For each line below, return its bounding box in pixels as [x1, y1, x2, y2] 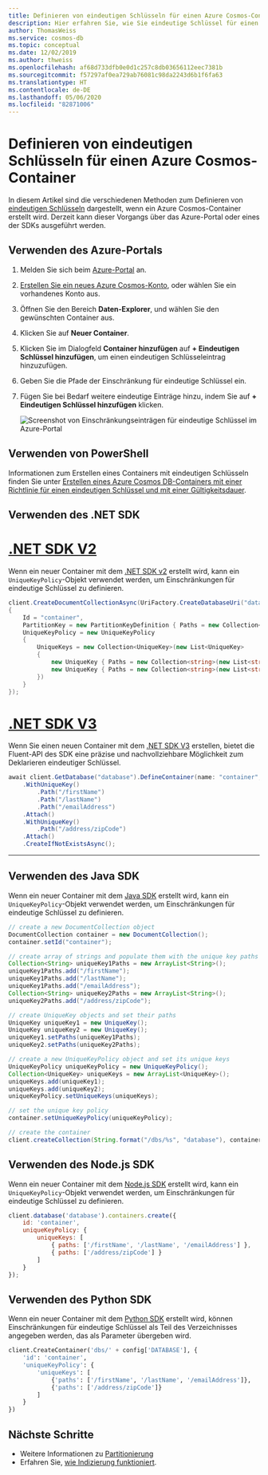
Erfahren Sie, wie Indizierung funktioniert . [19, 1457, 157, 1467]
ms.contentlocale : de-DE [8, 85, 91, 94]
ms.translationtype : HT [8, 78, 88, 86]
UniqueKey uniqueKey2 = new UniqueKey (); [8, 1026, 148, 1034]
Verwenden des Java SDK [8, 870, 140, 883]
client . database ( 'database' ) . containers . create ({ [8, 1211, 177, 1220]
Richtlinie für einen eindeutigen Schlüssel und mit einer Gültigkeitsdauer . [8, 485, 246, 494]
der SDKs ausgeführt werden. [8, 221, 106, 230]
